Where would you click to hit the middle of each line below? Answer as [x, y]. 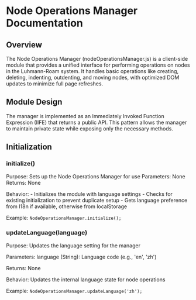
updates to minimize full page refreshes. [55, 84]
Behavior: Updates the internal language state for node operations [86, 280]
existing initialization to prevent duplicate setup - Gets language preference [97, 200]
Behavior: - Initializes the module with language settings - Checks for [89, 194]
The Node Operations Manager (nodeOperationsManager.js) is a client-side [97, 59]
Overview [24, 45]
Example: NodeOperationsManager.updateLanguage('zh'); [74, 291]
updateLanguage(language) [47, 233]
